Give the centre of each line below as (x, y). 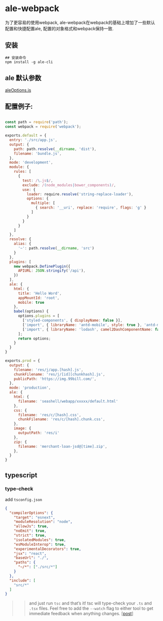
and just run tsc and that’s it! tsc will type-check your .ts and (90, 603)
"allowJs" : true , (31, 526)
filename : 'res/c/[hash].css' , (49, 415)
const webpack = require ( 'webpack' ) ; (43, 127)
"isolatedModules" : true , (40, 540)
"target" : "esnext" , (34, 517)
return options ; (34, 338)
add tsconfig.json (24, 499)
